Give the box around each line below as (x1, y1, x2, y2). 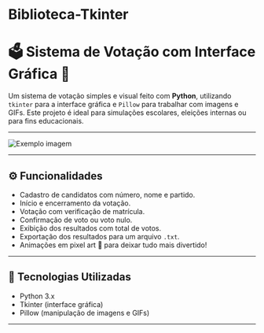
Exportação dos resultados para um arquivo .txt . (19, 231, 180, 241)
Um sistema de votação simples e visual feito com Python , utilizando (8, 91, 232, 101)
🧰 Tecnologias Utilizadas (8, 270, 131, 284)
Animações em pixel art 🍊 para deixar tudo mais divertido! (19, 240, 207, 250)
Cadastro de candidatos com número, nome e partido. (19, 190, 196, 199)
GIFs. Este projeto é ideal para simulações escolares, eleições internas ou (8, 108, 247, 117)
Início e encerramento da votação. (19, 198, 131, 208)
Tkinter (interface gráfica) (19, 299, 104, 309)
